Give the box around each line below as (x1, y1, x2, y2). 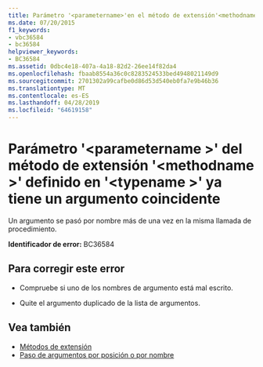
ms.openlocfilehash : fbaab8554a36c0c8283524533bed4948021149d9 (8, 70, 219, 78)
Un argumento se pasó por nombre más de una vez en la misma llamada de (8, 216, 252, 225)
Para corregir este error (8, 262, 125, 275)
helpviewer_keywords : (8, 48, 79, 56)
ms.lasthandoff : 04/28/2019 (8, 99, 100, 107)
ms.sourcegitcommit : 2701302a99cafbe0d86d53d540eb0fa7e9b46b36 (8, 77, 219, 85)
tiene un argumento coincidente (8, 190, 221, 208)
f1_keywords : (8, 26, 51, 34)
